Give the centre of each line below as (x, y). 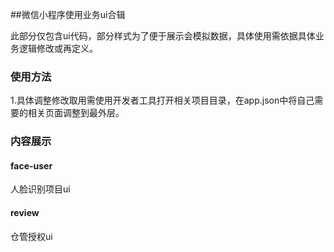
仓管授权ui (31, 236)
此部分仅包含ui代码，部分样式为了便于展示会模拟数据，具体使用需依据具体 (163, 36)
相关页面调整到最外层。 (76, 113)
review (25, 213)
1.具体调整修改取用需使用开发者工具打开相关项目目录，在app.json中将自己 (162, 100)
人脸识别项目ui (40, 189)
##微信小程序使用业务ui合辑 (68, 14)
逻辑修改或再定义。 (58, 48)
